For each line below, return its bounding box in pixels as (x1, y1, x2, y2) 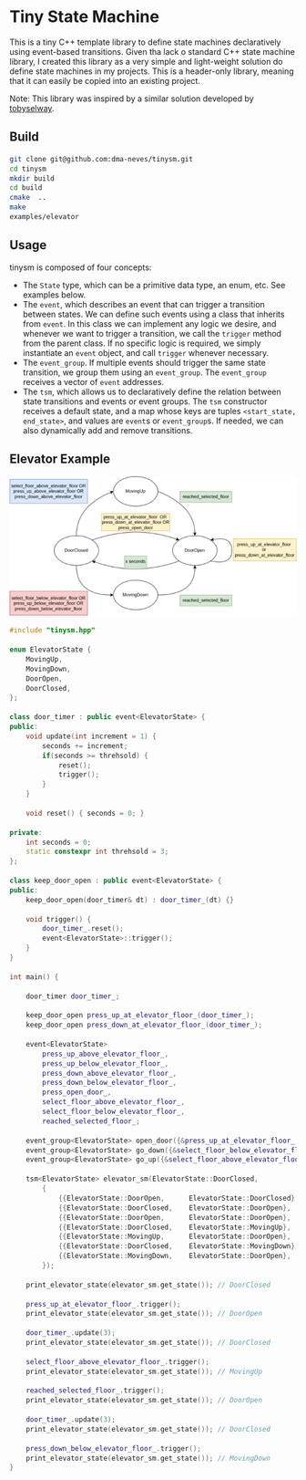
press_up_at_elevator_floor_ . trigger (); (25, 1299, 181, 1308)
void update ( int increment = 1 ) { (25, 732, 157, 741)
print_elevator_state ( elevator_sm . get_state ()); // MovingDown (25, 1454, 271, 1463)
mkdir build (9, 173, 55, 183)
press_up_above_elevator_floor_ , (42, 1049, 169, 1058)
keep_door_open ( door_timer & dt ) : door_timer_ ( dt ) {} (25, 895, 234, 904)
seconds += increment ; (42, 741, 128, 750)
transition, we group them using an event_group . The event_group (22, 367, 267, 378)
